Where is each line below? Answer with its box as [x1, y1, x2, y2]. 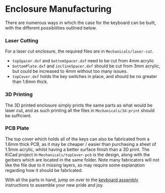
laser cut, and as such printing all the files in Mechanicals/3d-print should [5, 107, 155, 113]
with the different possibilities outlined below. [5, 25, 97, 30]
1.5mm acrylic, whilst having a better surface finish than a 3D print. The [5, 146, 150, 152]
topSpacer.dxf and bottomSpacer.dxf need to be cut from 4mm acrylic [12, 58, 154, 64]
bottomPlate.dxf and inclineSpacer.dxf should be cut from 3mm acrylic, [12, 63, 161, 69]
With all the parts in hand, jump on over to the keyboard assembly [5, 177, 139, 183]
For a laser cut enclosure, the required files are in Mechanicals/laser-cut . [5, 48, 154, 55]
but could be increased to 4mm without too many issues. [12, 68, 128, 74]
